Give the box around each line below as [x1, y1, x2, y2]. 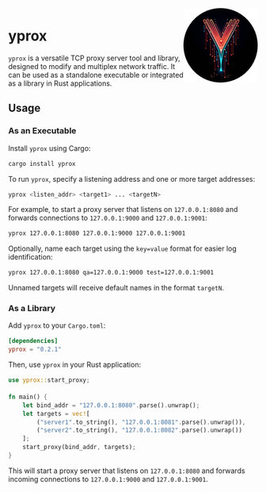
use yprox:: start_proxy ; [8, 376, 90, 384]
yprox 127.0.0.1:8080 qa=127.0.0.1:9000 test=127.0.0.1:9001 [8, 269, 215, 277]
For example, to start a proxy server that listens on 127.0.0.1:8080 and [8, 205, 238, 214]
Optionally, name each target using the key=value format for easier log [8, 244, 237, 253]
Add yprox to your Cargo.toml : [8, 321, 106, 330]
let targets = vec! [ [22, 409, 90, 417]
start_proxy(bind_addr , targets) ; [22, 444, 136, 452]
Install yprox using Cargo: [8, 143, 91, 153]
